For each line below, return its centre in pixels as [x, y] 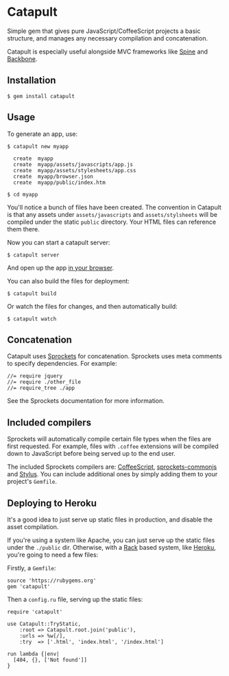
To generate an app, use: [43, 134]
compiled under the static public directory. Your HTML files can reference [112, 222]
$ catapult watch [32, 319]
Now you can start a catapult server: [59, 242]
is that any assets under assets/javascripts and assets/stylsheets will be [112, 214]
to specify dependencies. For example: [62, 364]
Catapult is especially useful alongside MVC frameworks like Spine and [107, 51]
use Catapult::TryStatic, [44, 624]
